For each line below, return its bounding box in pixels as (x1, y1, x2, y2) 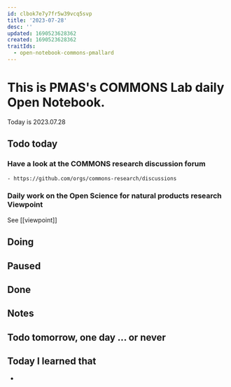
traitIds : (7, 43, 36, 50)
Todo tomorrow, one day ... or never (7, 331, 167, 344)
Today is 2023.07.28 (7, 117, 66, 126)
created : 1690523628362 (7, 36, 77, 43)
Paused (7, 260, 41, 272)
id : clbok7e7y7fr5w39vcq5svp (7, 10, 92, 18)
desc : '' (7, 23, 33, 30)
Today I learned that (7, 355, 97, 367)
